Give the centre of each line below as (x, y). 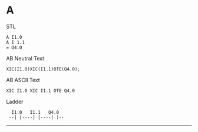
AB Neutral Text (25, 58)
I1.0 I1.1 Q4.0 (35, 112)
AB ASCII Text (23, 80)
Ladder (15, 101)
